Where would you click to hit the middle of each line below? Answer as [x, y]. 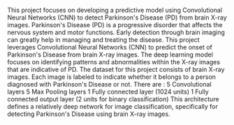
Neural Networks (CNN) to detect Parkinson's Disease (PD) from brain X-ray [117, 17]
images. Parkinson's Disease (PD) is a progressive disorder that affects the [115, 25]
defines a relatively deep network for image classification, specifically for [112, 106]
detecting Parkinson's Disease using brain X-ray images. [89, 114]
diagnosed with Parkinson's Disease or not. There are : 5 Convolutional [109, 84]
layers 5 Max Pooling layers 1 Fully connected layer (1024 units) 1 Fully [108, 91]
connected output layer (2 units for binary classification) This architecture [113, 99]
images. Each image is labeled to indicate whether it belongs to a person [112, 77]
